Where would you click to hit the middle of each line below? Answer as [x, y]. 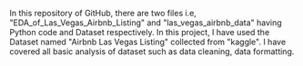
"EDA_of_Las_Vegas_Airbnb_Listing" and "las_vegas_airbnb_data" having [146, 23]
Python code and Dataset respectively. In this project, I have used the [140, 32]
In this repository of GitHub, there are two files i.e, [103, 13]
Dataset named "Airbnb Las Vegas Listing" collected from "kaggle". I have [148, 42]
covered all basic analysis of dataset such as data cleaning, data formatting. [152, 52]
